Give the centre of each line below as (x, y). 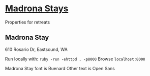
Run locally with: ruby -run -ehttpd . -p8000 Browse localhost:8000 (75, 59)
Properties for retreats (28, 22)
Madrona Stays (37, 9)
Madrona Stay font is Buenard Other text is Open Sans (60, 68)
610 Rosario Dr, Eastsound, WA (36, 49)
